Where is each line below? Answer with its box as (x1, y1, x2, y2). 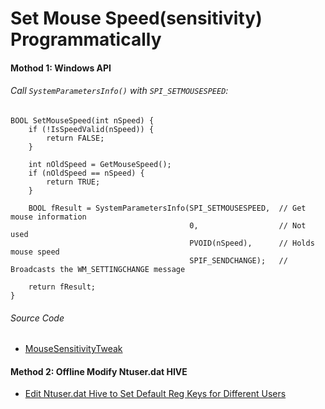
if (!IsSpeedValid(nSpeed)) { (28, 124, 155, 134)
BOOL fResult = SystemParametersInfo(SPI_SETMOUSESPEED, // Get (28, 203, 307, 213)
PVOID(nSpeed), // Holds (189, 238, 315, 248)
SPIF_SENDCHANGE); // (189, 255, 288, 266)
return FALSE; (46, 133, 105, 143)
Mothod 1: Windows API (10, 62, 112, 74)
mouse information (10, 212, 87, 222)
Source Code (10, 312, 65, 324)
